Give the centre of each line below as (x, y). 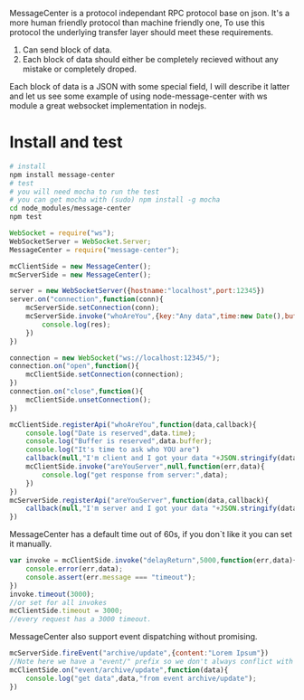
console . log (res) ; (76, 325)
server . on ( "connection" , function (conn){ (87, 299)
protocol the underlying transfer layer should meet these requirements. (142, 32)
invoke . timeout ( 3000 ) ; (52, 594)
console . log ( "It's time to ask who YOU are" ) (113, 450)
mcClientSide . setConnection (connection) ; (104, 374)
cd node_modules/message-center (70, 208)
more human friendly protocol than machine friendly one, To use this (137, 23)
